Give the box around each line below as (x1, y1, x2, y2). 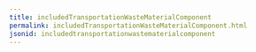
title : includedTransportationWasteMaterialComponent (9, 12, 213, 22)
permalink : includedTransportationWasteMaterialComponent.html (9, 21, 248, 30)
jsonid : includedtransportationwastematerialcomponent (9, 29, 216, 38)
